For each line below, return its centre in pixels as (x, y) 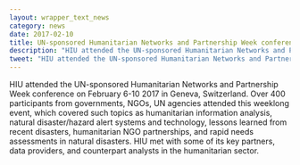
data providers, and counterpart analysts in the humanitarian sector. (134, 151)
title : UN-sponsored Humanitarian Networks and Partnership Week (133, 42)
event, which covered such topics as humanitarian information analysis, (141, 113)
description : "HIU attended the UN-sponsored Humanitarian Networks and (147, 51)
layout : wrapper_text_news (59, 17)
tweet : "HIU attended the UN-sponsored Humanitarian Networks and (135, 59)
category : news (37, 26)
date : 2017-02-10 (42, 34)
